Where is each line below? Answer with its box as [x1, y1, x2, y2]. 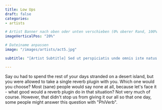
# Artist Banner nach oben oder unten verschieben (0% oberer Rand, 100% [5, 30, 158, 34]
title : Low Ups [5, 7, 36, 12]
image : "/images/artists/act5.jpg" [5, 47, 77, 52]
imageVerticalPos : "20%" [5, 34, 55, 39]
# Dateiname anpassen [5, 43, 49, 47]
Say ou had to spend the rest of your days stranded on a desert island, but [5, 73, 154, 79]
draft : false [5, 12, 32, 16]
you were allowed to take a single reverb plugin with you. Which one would [5, 79, 155, 84]
